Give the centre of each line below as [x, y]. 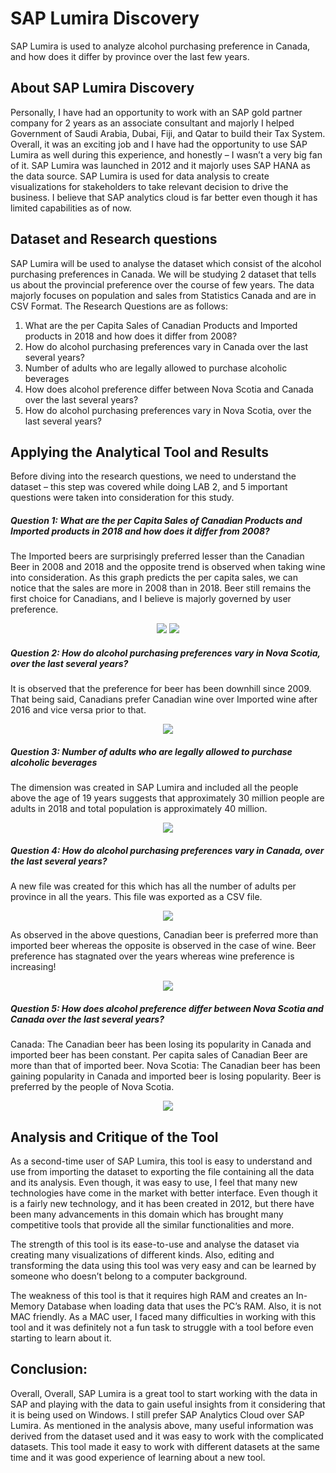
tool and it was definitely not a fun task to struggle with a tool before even [162, 1328]
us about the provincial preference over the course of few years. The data [162, 284]
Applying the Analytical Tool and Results [140, 452]
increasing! [33, 967]
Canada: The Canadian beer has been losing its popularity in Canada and [161, 1044]
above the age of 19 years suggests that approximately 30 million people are [167, 798]
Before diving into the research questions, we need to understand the [153, 476]
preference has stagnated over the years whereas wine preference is [152, 956]
